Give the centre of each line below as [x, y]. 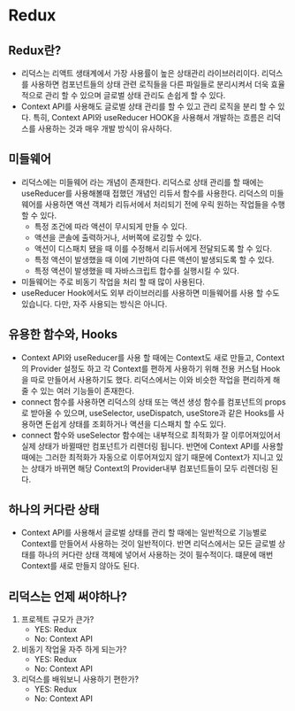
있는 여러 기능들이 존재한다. [87, 390]
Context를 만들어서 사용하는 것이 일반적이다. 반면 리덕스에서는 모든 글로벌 [148, 544]
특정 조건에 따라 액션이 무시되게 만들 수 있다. [110, 226]
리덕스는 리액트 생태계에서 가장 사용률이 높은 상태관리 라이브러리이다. [140, 73]
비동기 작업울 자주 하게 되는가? [74, 649]
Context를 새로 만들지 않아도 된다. [80, 566]
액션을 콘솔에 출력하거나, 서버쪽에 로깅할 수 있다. [118, 237]
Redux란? [35, 50]
